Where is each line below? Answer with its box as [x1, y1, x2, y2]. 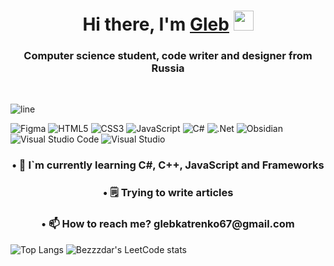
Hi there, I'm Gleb [82, 13, 230, 36]
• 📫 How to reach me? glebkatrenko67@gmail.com [41, 217, 295, 231]
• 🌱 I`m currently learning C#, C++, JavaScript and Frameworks [11, 158, 325, 172]
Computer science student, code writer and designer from [23, 49, 313, 63]
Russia [151, 61, 185, 75]
